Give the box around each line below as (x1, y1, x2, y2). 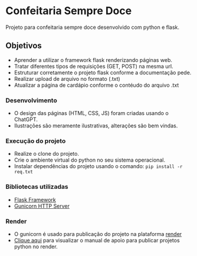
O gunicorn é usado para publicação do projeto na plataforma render (14, 230, 182, 237)
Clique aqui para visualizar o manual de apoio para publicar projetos (14, 237, 180, 244)
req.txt (14, 169, 33, 175)
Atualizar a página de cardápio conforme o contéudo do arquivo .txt (14, 81, 179, 88)
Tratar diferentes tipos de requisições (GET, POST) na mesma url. (14, 63, 173, 70)
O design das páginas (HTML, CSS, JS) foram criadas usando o (14, 110, 169, 117)
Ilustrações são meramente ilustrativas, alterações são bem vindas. (14, 122, 178, 129)
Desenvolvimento (5, 96, 57, 104)
